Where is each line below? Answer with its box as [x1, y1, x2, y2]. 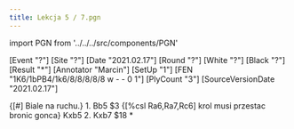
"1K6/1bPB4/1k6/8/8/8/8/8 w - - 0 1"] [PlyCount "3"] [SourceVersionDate [9, 73, 275, 85]
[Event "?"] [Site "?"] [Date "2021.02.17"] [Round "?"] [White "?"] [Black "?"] [9, 54, 286, 65]
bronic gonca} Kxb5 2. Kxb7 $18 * [9, 109, 133, 120]
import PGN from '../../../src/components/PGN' [9, 37, 179, 48]
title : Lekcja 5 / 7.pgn [9, 12, 101, 22]
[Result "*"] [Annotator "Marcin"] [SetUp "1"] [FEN [9, 64, 194, 75]
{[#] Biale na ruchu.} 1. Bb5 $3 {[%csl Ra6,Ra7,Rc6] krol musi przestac [9, 100, 266, 111]
